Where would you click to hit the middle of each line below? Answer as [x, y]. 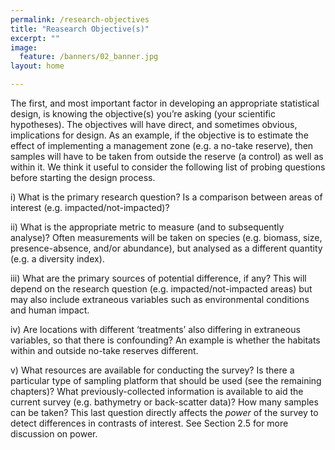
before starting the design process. [83, 177]
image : [24, 47]
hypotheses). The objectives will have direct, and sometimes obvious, [154, 124]
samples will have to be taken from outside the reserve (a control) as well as [167, 156]
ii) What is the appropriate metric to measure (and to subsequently [147, 227]
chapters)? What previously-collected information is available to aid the [157, 391]
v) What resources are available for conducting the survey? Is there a [152, 370]
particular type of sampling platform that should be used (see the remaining [166, 380]
